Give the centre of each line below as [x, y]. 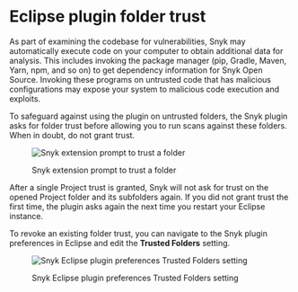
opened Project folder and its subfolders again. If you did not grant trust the [149, 197]
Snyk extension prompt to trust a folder [104, 170]
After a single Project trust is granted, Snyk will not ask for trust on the [139, 187]
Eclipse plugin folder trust [108, 17]
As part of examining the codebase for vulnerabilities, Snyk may [127, 41]
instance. [26, 216]
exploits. [25, 98]
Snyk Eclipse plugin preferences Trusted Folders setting [136, 278]
